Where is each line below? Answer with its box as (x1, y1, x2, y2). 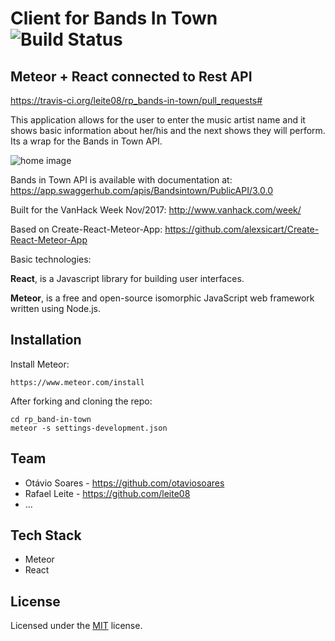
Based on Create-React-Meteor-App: (10, 223, 163, 235)
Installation (10, 332, 82, 349)
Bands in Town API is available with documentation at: (10, 174, 233, 186)
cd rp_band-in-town (10, 414, 92, 424)
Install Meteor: (10, 358, 70, 370)
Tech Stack (10, 527, 82, 544)
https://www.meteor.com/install (10, 377, 145, 387)
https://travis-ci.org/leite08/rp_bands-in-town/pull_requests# (10, 95, 263, 106)
